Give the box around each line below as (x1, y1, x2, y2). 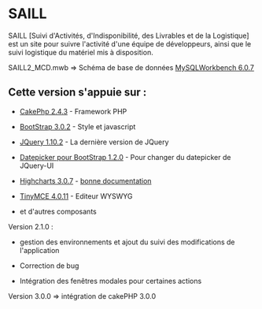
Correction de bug (19, 261, 79, 270)
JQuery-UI (19, 161, 54, 170)
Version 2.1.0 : (8, 222, 54, 231)
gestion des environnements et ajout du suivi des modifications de (19, 237, 235, 247)
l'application (19, 245, 60, 255)
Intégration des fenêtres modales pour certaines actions (19, 276, 202, 285)
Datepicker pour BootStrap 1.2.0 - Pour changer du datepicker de (19, 152, 231, 162)
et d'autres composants (19, 207, 97, 216)
